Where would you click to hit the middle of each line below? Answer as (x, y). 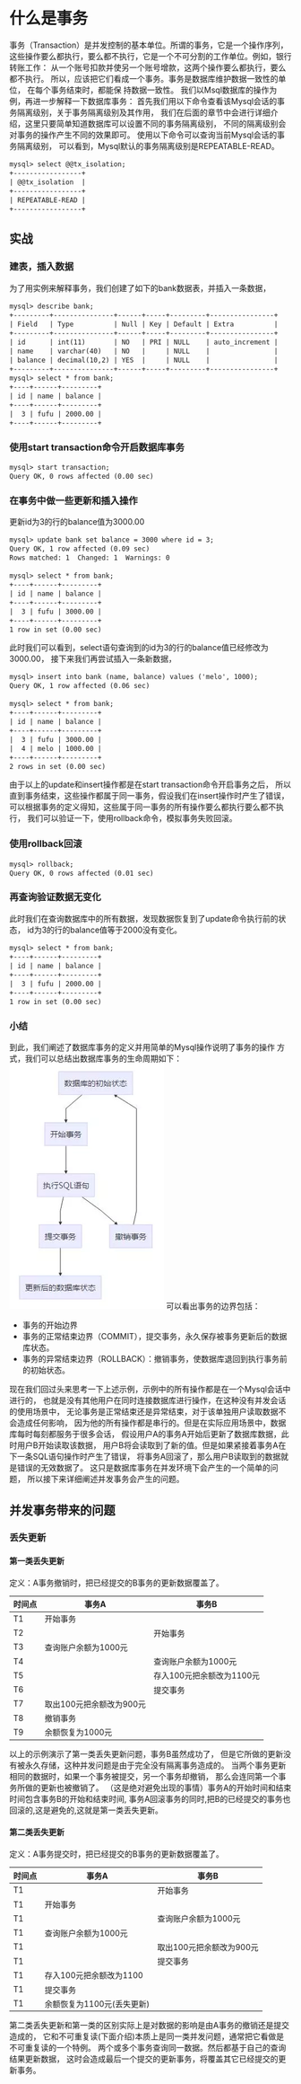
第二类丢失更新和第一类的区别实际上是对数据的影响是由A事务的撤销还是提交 (149, 2026)
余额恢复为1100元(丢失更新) (97, 2003)
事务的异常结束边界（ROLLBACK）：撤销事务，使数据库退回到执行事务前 (155, 1359)
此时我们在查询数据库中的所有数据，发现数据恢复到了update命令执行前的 (144, 918)
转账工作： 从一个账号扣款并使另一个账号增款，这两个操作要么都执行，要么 (148, 67)
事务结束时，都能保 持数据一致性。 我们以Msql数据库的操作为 (164, 90)
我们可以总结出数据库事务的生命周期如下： (103, 1059)
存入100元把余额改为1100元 (207, 1675)
